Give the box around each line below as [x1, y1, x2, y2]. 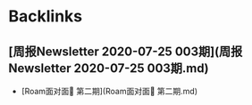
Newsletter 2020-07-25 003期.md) [8, 61, 209, 76]
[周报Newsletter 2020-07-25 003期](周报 [8, 44, 243, 59]
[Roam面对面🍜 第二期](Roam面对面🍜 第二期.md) [21, 86, 198, 96]
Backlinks [8, 6, 83, 27]
